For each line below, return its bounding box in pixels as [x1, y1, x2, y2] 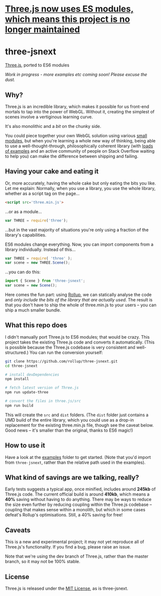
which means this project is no [5, 14, 131, 25]
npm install [5, 376, 29, 381]
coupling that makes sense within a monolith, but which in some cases [5, 507, 146, 513]
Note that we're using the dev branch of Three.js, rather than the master [5, 553, 149, 559]
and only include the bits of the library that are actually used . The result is [5, 297, 153, 302]
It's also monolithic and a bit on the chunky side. [5, 123, 102, 129]
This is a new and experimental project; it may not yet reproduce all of [5, 539, 145, 545]
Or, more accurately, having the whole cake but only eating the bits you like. [5, 180, 156, 186]
